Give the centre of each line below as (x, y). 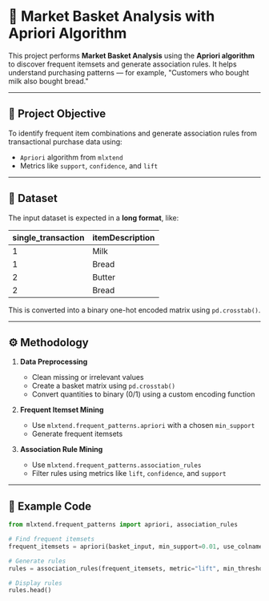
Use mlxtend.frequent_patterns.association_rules (116, 465)
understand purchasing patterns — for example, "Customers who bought (129, 72)
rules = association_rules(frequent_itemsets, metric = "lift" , (114, 568)
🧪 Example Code (50, 506)
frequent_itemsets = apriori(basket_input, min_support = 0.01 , (114, 547)
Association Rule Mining (61, 450)
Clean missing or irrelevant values (88, 377)
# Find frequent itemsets (51, 539)
